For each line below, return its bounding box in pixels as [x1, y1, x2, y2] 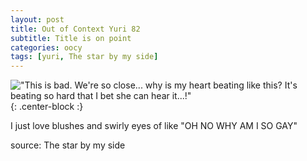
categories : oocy [10, 42, 83, 53]
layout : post [10, 14, 65, 25]
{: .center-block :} [10, 101, 84, 113]
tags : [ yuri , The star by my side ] [10, 52, 159, 62]
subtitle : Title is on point [10, 33, 132, 43]
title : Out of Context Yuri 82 [10, 24, 141, 34]
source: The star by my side [10, 139, 126, 151]
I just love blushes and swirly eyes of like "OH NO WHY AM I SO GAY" [10, 120, 298, 132]
